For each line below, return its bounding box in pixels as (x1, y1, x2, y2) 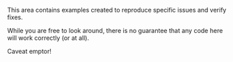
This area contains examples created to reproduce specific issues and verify (7, 6, 227, 14)
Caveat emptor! (7, 48, 52, 55)
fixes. (7, 13, 23, 21)
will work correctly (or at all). (7, 34, 89, 42)
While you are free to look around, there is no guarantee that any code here (7, 27, 223, 34)
